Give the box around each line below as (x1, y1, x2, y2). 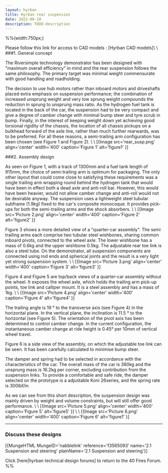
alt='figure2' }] (5, 217, 35, 223)
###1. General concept (5, 50, 52, 56)
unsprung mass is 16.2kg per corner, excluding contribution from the (5, 367, 146, 373)
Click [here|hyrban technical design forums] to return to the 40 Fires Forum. (5, 457, 162, 463)
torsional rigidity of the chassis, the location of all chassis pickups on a (5, 123, 151, 129)
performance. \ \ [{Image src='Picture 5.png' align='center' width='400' (5, 403, 153, 409)
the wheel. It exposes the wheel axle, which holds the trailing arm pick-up (5, 279, 157, 285)
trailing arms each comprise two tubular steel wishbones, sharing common (5, 232, 159, 238)
